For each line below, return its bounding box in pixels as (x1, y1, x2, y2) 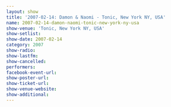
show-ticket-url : (6, 81, 49, 87)
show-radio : (6, 48, 36, 53)
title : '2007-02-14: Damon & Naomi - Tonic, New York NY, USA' (6, 14, 166, 20)
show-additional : (6, 92, 49, 97)
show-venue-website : (6, 86, 58, 92)
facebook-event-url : (6, 70, 58, 75)
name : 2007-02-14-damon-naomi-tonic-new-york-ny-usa (6, 20, 140, 26)
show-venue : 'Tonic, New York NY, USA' (6, 25, 105, 32)
